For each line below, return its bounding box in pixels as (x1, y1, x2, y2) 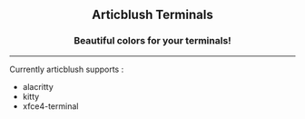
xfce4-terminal (22, 100, 79, 112)
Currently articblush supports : (9, 64, 124, 74)
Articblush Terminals (92, 7, 213, 23)
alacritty (22, 81, 54, 92)
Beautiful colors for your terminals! (74, 35, 231, 47)
